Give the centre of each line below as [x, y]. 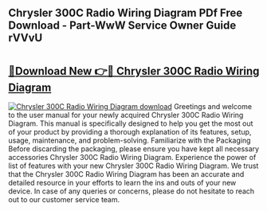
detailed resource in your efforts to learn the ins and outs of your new [122, 183]
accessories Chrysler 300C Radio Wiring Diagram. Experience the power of [132, 157]
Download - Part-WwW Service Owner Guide [122, 26]
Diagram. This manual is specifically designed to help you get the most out [131, 123]
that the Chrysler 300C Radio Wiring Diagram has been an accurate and [126, 174]
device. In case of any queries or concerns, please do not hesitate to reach [132, 191]
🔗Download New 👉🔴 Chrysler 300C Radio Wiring [134, 71]
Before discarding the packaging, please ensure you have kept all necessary [134, 149]
